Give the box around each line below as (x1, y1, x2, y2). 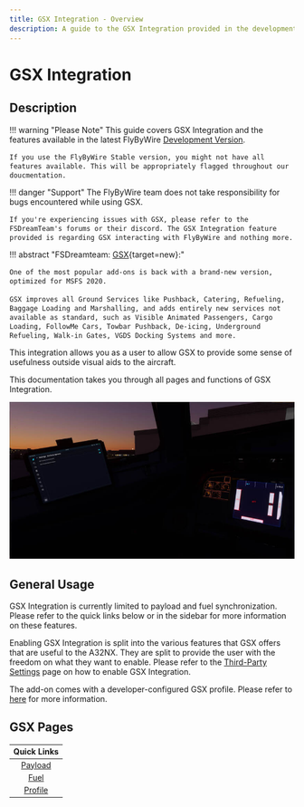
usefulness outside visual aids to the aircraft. (9, 356, 176, 367)
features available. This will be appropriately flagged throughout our (9, 161, 290, 171)
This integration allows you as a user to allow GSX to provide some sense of (9, 347, 292, 358)
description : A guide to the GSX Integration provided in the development (9, 24, 298, 34)
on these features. (9, 620, 78, 630)
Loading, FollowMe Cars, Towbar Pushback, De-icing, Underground (9, 322, 261, 331)
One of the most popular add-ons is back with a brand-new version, (9, 267, 273, 276)
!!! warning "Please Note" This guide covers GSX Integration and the (9, 124, 264, 135)
